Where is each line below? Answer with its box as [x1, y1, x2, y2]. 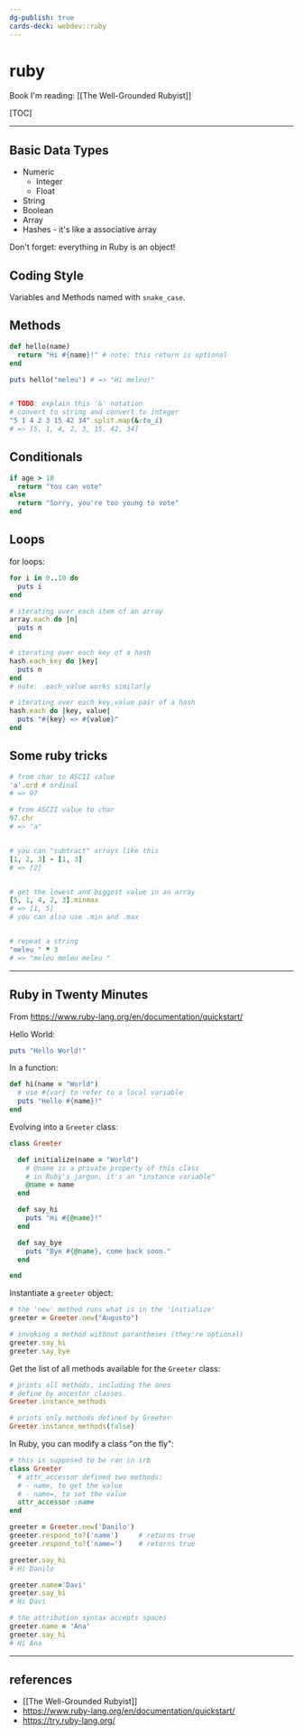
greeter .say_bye [9, 1346, 70, 1355]
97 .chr [9, 814, 34, 823]
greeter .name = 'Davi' [9, 1580, 87, 1590]
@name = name [25, 1180, 75, 1189]
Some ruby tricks [9, 748, 108, 764]
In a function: [9, 1063, 59, 1074]
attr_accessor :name [17, 1497, 95, 1507]
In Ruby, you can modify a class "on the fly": [9, 1439, 174, 1449]
